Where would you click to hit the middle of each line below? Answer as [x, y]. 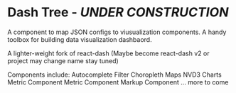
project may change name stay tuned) [63, 60]
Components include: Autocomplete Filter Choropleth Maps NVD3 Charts [114, 75]
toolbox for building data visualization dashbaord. [80, 39]
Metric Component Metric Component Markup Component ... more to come [118, 82]
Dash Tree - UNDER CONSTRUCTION [118, 12]
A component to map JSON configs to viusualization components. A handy [117, 32]
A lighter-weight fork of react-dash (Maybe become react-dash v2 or [108, 53]
